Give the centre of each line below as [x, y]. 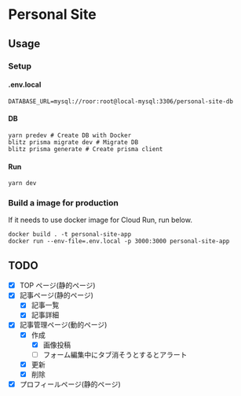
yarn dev [22, 183]
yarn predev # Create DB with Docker [70, 135]
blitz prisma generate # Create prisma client [86, 149]
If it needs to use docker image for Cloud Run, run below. [100, 220]
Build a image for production [64, 203]
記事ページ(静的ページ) [57, 295]
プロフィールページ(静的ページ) [70, 384]
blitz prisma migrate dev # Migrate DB [73, 142]
